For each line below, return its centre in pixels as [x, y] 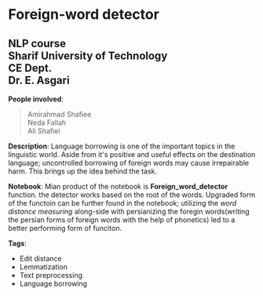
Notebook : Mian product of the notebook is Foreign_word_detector [118, 186]
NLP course [37, 44]
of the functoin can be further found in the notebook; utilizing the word [122, 203]
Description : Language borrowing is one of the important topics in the [122, 146]
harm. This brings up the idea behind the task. [83, 171]
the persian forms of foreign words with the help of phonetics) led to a [122, 220]
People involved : [36, 99]
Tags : [18, 243]
